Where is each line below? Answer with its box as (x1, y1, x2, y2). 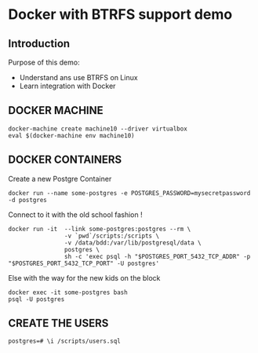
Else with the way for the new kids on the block (8, 273, 161, 282)
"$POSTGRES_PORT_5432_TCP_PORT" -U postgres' (8, 259, 159, 267)
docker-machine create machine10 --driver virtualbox (8, 124, 188, 133)
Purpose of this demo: (8, 57, 80, 67)
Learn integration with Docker (19, 81, 116, 90)
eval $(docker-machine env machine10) (8, 131, 135, 139)
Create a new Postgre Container (8, 174, 112, 183)
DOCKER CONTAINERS (8, 153, 122, 167)
